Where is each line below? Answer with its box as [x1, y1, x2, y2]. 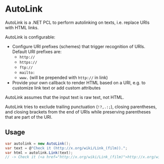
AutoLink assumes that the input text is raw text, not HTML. [5, 94, 124, 100]
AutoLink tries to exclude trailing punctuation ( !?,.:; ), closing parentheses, [5, 104, 157, 109]
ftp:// [19, 65, 33, 70]
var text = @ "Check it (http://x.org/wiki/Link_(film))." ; [5, 146, 128, 150]
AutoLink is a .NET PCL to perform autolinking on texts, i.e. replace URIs [5, 19, 150, 25]
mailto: [19, 70, 35, 75]
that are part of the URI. [5, 114, 53, 120]
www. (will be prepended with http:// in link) [19, 74, 108, 80]
